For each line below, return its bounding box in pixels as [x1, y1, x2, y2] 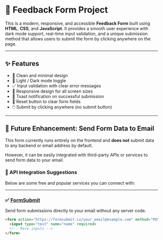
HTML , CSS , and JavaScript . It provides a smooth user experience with [5, 25, 149, 31]
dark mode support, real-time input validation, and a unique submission [5, 31, 148, 36]
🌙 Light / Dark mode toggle [12, 78, 66, 83]
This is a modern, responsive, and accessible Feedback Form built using [5, 20, 150, 26]
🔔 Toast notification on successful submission [12, 93, 104, 99]
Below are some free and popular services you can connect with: [5, 180, 135, 186]
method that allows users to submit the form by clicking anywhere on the [5, 36, 151, 42]
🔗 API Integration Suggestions [5, 169, 78, 176]
